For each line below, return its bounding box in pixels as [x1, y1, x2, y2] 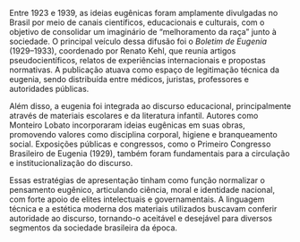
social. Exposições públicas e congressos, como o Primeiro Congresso [9, 138, 271, 149]
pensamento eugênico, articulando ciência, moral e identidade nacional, [9, 185, 276, 195]
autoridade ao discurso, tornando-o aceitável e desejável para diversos [9, 213, 273, 223]
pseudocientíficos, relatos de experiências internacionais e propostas [9, 55, 266, 65]
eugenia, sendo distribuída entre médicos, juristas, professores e [9, 74, 249, 84]
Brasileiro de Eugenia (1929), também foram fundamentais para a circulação [9, 148, 290, 159]
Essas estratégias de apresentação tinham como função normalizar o [9, 175, 266, 186]
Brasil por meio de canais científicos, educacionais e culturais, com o [9, 17, 265, 28]
